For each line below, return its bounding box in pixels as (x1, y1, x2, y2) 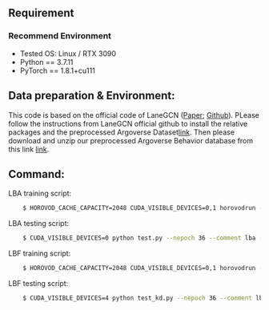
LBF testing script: (8, 278, 69, 288)
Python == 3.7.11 (19, 57, 74, 66)
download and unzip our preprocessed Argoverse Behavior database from (8, 135, 254, 145)
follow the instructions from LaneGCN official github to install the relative (8, 119, 248, 128)
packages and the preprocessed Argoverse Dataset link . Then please (8, 127, 235, 137)
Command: (8, 167, 66, 181)
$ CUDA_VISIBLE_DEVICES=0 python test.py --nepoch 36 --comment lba (22, 234, 256, 243)
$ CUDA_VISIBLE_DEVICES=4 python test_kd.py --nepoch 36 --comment (22, 294, 252, 302)
